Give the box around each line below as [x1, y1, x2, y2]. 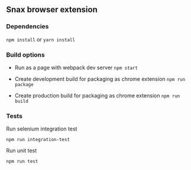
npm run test [6, 159, 38, 165]
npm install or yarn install [6, 35, 76, 43]
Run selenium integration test [6, 125, 77, 132]
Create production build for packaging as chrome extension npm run [14, 91, 180, 99]
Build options [6, 50, 46, 58]
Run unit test [6, 147, 37, 154]
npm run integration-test [6, 137, 70, 143]
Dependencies [6, 22, 49, 31]
